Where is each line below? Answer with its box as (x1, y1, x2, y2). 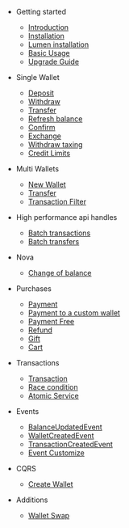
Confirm (27, 123, 56, 132)
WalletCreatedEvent (27, 431, 94, 440)
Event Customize (27, 448, 85, 458)
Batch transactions (27, 228, 91, 238)
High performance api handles (15, 213, 118, 222)
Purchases (15, 284, 52, 294)
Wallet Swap (27, 511, 70, 520)
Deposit (27, 88, 55, 98)
